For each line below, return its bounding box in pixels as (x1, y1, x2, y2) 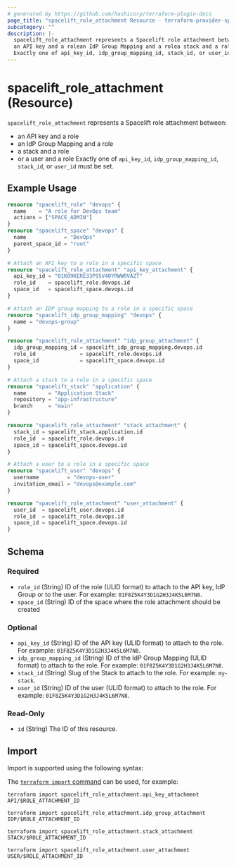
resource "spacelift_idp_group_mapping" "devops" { (7, 312, 162, 319)
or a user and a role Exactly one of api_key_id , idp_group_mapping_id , (17, 154, 219, 163)
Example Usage (7, 183, 77, 195)
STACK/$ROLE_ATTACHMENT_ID (7, 835, 86, 842)
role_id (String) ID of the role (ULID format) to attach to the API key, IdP (17, 582, 225, 591)
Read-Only (7, 709, 46, 719)
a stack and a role (17, 147, 70, 155)
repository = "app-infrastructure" (13, 396, 118, 403)
